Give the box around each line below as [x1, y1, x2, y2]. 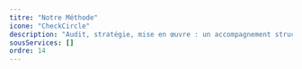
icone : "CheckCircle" [9, 22, 91, 30]
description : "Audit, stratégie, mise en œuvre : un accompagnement [9, 30, 271, 39]
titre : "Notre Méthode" [9, 13, 99, 22]
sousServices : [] [9, 38, 75, 47]
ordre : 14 [9, 47, 47, 56]
